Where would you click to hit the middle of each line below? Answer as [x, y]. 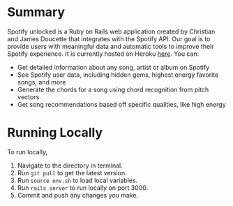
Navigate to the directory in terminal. [70, 165]
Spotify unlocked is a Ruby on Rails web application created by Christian [111, 31]
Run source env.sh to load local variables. [77, 180]
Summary [36, 12]
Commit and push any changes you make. [78, 195]
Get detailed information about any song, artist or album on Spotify [113, 67]
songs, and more [42, 82]
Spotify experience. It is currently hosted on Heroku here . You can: [103, 54]
